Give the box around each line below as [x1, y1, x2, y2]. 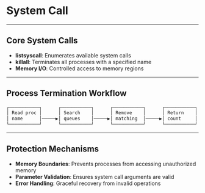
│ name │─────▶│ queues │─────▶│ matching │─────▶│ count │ [6, 115, 198, 122]
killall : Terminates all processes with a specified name [15, 58, 152, 65]
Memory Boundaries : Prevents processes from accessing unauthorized [15, 160, 196, 167]
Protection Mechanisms [6, 144, 99, 155]
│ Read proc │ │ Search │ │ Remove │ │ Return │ [6, 110, 198, 116]
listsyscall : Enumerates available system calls [15, 51, 131, 59]
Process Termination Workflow [6, 88, 127, 98]
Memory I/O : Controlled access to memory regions [15, 65, 144, 72]
